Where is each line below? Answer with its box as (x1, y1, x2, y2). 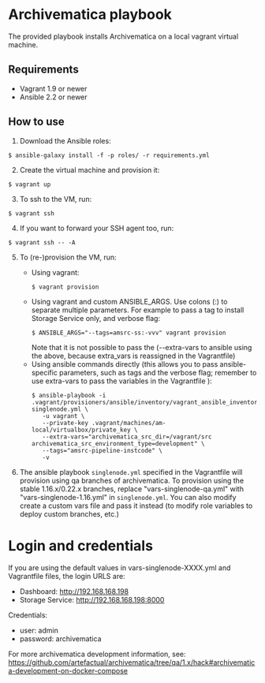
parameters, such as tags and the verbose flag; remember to (58, 368, 257, 377)
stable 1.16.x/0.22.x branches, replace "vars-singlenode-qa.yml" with (19, 483, 244, 494)
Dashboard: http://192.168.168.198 (19, 586, 129, 596)
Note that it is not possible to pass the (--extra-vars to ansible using (31, 342, 252, 352)
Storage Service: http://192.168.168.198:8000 (19, 595, 165, 604)
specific (31, 368, 58, 377)
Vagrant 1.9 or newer (19, 84, 88, 93)
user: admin (19, 625, 59, 635)
